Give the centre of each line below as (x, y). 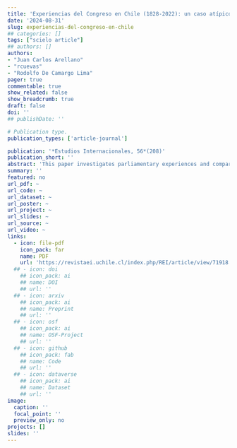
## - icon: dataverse (45, 375)
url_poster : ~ (28, 204)
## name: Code (41, 361)
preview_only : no (39, 420)
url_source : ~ (28, 223)
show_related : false (38, 93)
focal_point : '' (37, 414)
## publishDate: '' (36, 119)
